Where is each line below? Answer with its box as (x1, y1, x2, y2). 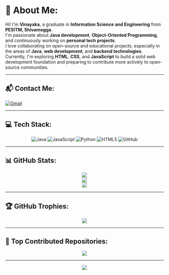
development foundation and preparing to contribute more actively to (5, 59, 148, 65)
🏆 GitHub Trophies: (5, 202, 69, 210)
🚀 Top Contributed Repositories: (5, 237, 108, 246)
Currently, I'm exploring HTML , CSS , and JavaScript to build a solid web (5, 53, 156, 60)
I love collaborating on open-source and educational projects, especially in (5, 42, 160, 49)
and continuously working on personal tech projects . (5, 37, 116, 43)
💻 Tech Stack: (5, 120, 52, 129)
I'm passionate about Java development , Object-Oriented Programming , (5, 32, 158, 38)
